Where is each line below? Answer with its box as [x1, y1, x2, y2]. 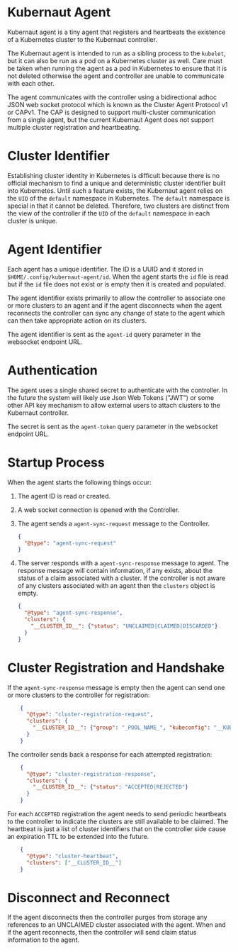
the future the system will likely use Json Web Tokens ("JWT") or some [7, 393, 215, 401]
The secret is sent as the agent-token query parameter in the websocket [7, 422, 218, 430]
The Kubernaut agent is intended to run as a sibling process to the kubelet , [7, 49, 226, 57]
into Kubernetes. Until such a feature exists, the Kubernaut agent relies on [7, 186, 223, 195]
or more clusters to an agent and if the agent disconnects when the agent [7, 301, 222, 309]
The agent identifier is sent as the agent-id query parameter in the [7, 330, 201, 338]
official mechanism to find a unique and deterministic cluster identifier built [7, 179, 226, 187]
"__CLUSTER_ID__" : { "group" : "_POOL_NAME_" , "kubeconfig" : [33, 724, 211, 731]
